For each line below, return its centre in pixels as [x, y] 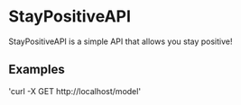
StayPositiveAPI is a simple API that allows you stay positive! [120, 41]
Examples [37, 70]
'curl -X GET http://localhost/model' [75, 91]
